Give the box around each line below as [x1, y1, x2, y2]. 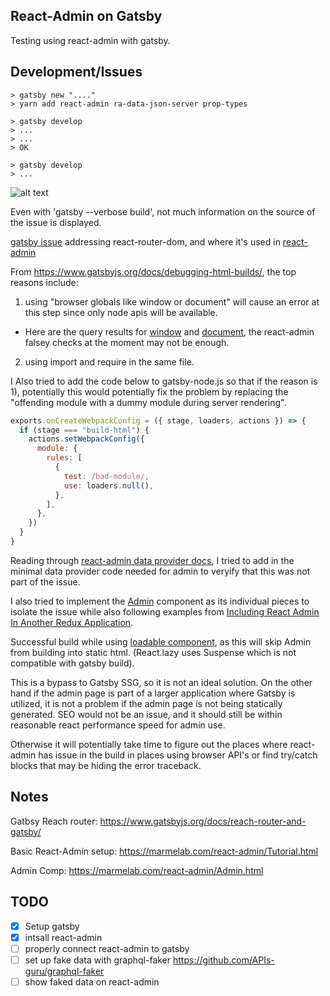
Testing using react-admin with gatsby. [10, 34, 171, 46]
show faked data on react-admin [24, 975, 160, 988]
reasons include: [10, 276, 79, 288]
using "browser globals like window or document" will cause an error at [24, 295, 320, 308]
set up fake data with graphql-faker [24, 954, 172, 966]
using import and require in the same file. [24, 355, 195, 368]
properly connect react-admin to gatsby [24, 942, 190, 954]
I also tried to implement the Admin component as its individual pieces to [10, 595, 310, 607]
